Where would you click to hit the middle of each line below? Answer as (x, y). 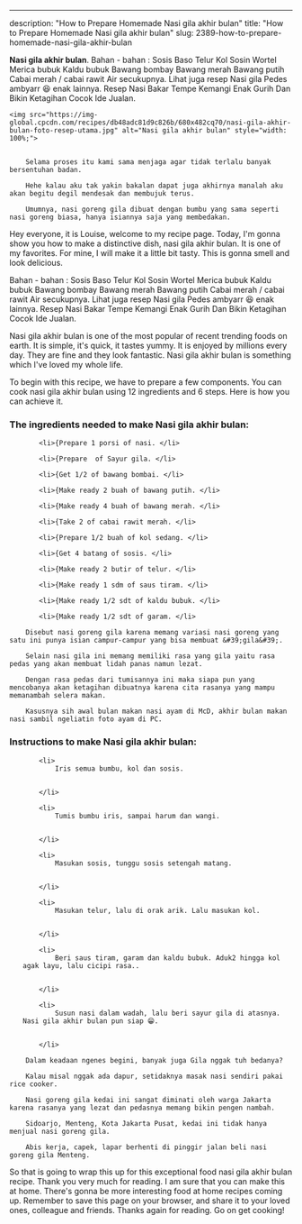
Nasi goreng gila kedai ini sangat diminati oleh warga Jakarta (148, 1100)
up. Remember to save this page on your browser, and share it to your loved (150, 1201)
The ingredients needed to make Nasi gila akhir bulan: (129, 425)
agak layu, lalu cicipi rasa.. (81, 965)
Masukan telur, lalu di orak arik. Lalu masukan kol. (158, 910)
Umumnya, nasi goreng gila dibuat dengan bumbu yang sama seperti (152, 209)
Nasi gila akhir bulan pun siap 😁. (90, 1021)
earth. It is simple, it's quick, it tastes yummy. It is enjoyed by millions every (148, 345)
